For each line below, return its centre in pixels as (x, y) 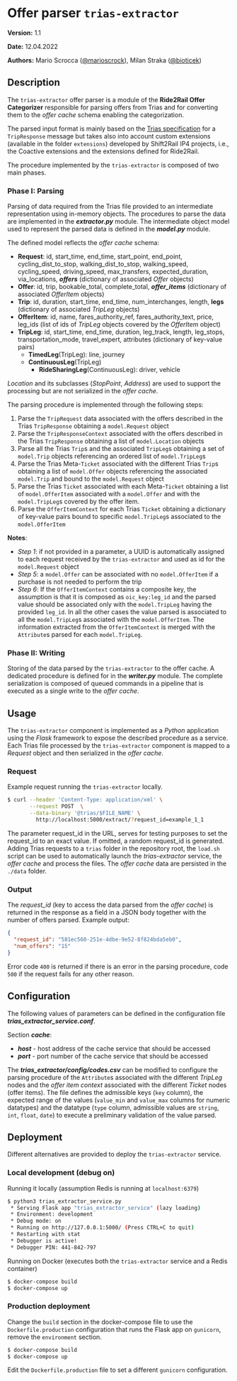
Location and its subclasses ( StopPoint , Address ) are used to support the (114, 383)
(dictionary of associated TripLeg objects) (79, 310)
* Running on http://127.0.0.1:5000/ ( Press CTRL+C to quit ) (102, 1228)
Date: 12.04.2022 (33, 46)
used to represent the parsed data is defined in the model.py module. (109, 229)
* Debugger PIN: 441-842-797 (53, 1248)
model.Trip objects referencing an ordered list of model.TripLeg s (112, 457)
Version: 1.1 (24, 33)
